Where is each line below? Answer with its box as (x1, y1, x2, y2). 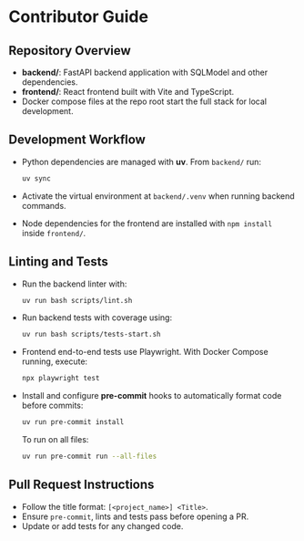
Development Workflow (8, 132, 147, 148)
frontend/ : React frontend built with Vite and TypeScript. (21, 87, 235, 97)
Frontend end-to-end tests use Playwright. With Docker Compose (21, 347, 269, 358)
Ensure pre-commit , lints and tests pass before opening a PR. (21, 511, 249, 522)
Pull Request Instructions (8, 477, 155, 493)
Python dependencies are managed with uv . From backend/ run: (21, 156, 261, 167)
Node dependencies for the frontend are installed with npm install (21, 217, 273, 229)
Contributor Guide (8, 6, 149, 27)
